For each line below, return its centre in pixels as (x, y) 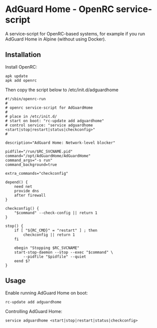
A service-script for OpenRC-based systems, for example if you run (75, 34)
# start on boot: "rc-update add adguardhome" (55, 121)
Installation (23, 55)
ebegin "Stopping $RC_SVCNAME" (47, 248)
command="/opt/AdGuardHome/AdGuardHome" (48, 156)
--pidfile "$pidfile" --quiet (55, 256)
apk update (17, 76)
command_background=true (31, 165)
